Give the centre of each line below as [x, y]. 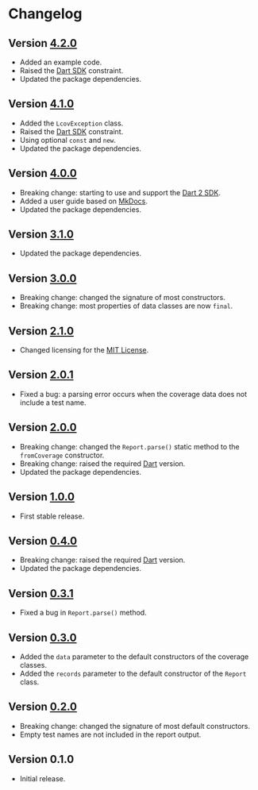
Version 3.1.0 [41, 235]
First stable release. [52, 516]
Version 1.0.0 [42, 497]
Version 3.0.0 [42, 278]
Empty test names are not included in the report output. [110, 734]
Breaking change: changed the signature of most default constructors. [135, 726]
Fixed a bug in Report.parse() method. [83, 613]
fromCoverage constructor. [62, 455]
